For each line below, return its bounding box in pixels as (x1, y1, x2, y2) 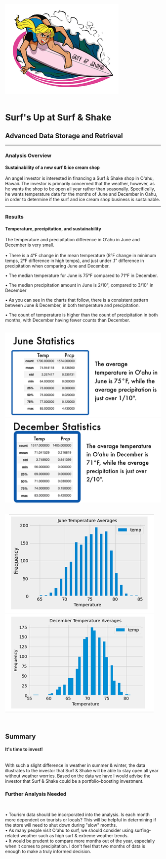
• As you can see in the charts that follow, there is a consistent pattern (5, 297, 148, 303)
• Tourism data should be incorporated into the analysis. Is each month (5, 811, 150, 817)
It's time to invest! (5, 746, 43, 752)
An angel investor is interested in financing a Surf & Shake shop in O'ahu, (5, 175, 154, 181)
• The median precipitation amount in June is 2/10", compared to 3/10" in (5, 282, 154, 288)
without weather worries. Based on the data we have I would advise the (5, 773, 151, 779)
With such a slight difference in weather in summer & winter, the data (5, 762, 146, 768)
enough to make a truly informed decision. (5, 848, 91, 854)
